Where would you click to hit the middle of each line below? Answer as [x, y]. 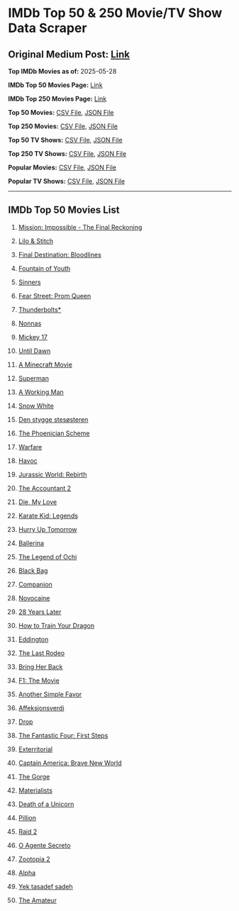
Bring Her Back [40, 666]
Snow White [36, 406]
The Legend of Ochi [48, 557]
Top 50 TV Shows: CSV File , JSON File [65, 140]
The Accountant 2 [45, 488]
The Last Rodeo [41, 653]
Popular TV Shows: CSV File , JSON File [67, 181]
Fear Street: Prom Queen [55, 296]
